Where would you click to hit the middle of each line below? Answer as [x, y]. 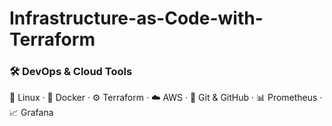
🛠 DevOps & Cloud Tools [71, 72]
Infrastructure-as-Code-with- [136, 18]
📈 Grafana [31, 113]
